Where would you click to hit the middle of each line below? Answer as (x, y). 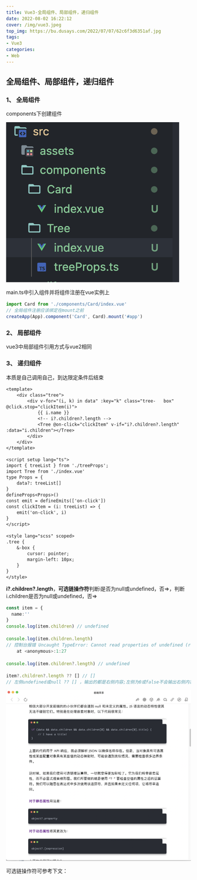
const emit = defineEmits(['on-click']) (56, 501)
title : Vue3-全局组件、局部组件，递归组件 (52, 12)
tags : (13, 37)
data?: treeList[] (39, 483)
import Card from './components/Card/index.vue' (67, 304)
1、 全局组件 (23, 100)
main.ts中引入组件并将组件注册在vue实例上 (58, 292)
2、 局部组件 (24, 333)
